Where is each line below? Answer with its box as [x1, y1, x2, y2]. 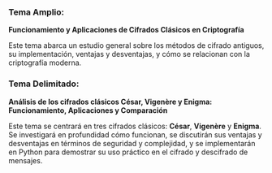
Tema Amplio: [8, 6, 65, 18]
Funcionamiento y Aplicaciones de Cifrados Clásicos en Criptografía [8, 25, 245, 35]
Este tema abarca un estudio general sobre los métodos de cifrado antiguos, [8, 41, 265, 50]
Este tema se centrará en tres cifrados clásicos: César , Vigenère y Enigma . [8, 121, 262, 131]
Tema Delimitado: [8, 78, 80, 89]
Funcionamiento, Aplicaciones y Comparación [8, 105, 168, 115]
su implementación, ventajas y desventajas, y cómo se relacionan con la [8, 50, 250, 59]
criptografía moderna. [8, 58, 82, 67]
